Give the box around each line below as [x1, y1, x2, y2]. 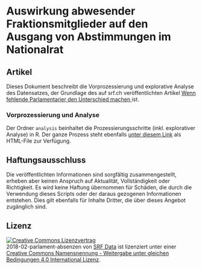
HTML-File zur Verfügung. [6, 137, 71, 144]
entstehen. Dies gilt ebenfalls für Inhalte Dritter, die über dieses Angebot [6, 196, 186, 204]
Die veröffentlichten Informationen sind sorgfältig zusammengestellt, [6, 171, 177, 178]
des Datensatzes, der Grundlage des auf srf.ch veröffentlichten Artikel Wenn [6, 89, 196, 96]
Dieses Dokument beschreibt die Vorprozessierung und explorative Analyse [6, 83, 194, 90]
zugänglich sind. [6, 203, 47, 210]
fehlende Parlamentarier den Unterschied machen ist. [6, 96, 140, 103]
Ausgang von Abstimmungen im [6, 30, 171, 44]
